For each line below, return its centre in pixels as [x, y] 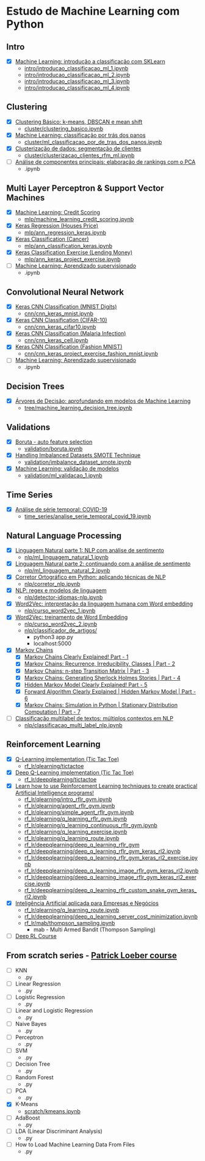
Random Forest [34, 1077]
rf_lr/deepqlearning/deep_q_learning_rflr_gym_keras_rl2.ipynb [103, 851]
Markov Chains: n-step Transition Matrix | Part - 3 [87, 671]
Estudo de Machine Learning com [93, 11]
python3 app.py [53, 637]
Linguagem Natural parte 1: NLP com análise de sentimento [90, 550]
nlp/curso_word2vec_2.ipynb [61, 624]
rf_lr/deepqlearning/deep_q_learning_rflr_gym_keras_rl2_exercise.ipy [111, 857]
